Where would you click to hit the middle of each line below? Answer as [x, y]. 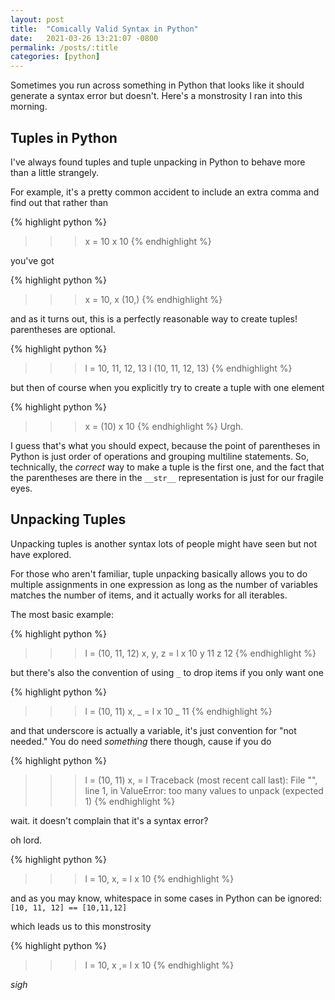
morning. [29, 107]
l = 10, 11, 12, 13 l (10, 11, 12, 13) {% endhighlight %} [188, 368]
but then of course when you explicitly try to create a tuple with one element [167, 387]
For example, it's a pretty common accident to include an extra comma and [165, 192]
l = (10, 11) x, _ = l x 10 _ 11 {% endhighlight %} [178, 711]
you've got [32, 260]
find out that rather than [59, 202]
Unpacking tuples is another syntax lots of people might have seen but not [163, 543]
